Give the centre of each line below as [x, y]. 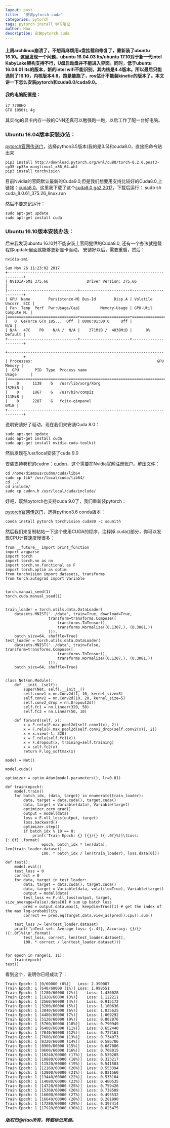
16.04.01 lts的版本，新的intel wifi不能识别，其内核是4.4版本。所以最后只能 [83, 69]
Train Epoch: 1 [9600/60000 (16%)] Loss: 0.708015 [62, 1050]
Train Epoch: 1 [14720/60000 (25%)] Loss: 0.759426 [62, 1086]
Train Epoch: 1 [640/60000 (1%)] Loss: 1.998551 [57, 989]
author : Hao [18, 29]
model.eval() [28, 867]
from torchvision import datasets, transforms [55, 574]
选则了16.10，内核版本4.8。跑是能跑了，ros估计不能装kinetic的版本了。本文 [85, 76]
